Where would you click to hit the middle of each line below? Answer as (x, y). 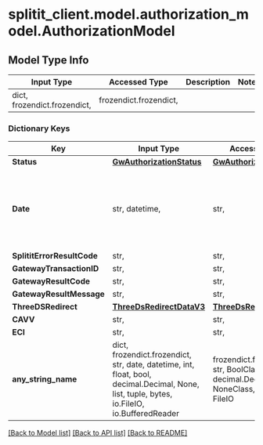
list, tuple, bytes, (142, 394)
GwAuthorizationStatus (157, 162)
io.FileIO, (128, 403)
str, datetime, (137, 209)
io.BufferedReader (146, 414)
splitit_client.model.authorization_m (128, 14)
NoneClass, (234, 389)
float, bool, (132, 374)
